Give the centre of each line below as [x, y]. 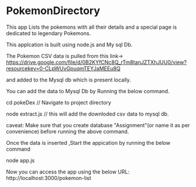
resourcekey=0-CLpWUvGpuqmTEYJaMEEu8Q [63, 68]
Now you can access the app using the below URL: [68, 172]
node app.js [21, 160]
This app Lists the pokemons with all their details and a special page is [92, 27]
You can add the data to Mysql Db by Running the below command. [88, 91]
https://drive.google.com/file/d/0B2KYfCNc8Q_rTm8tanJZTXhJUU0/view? [97, 62]
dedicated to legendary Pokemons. [49, 33]
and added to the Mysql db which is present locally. [69, 80]
